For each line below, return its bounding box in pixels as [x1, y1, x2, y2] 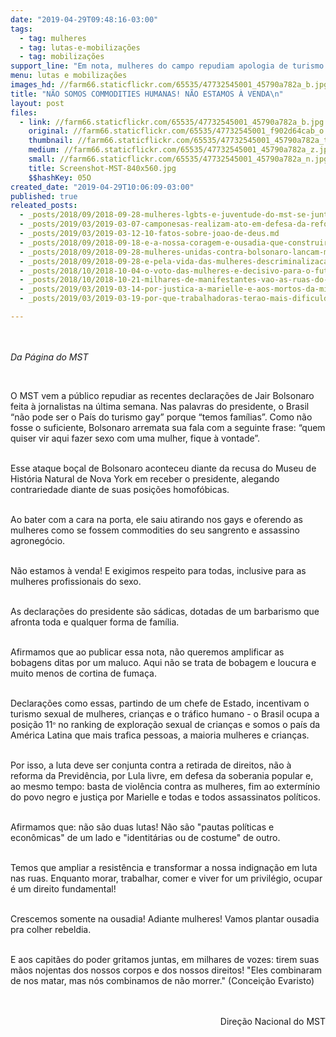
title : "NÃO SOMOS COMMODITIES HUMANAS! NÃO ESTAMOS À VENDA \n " [10, 89, 284, 99]
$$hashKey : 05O [28, 172, 92, 183]
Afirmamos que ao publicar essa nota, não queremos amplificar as [10, 646, 285, 658]
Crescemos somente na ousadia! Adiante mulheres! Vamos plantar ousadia [10, 912, 320, 925]
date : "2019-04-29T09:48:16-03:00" [10, 14, 159, 25]
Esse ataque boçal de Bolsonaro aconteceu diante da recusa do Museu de [10, 462, 317, 474]
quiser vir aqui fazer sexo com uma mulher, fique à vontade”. [10, 432, 261, 444]
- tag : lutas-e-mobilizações [19, 42, 141, 53]
